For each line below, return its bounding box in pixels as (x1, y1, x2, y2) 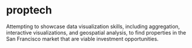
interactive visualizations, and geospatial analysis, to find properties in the (6, 29, 187, 36)
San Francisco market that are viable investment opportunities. (6, 35, 159, 42)
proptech (6, 4, 52, 17)
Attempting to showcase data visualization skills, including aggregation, (6, 23, 180, 30)
